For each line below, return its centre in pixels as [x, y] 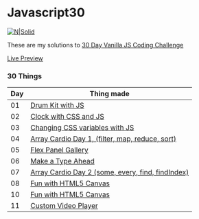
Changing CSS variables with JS [82, 128]
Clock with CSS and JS [67, 117]
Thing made [110, 94]
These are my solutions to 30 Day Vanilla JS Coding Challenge [95, 45]
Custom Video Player [64, 206]
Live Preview [25, 58]
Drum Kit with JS [57, 106]
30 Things [25, 76]
